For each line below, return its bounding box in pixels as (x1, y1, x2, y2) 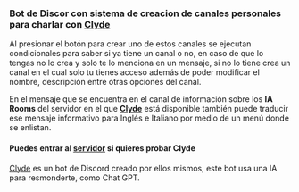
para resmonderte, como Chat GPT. (9, 172, 140, 183)
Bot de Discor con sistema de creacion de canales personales (9, 7, 282, 20)
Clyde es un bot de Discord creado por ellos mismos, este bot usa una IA (9, 163, 278, 173)
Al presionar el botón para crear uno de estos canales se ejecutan (9, 38, 252, 49)
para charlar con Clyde (9, 18, 111, 30)
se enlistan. (9, 122, 52, 133)
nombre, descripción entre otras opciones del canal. (9, 77, 202, 88)
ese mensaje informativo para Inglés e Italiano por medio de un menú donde (9, 113, 290, 123)
